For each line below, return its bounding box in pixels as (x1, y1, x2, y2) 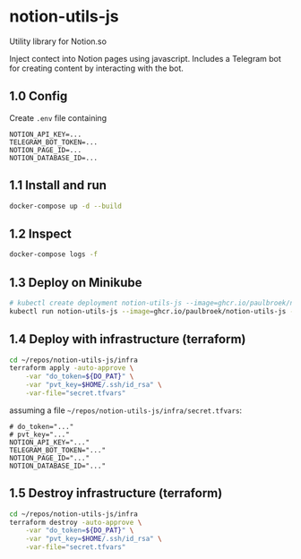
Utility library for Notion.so (9, 36, 107, 47)
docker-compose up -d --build (9, 202, 123, 211)
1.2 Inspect (9, 226, 72, 241)
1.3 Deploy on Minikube (9, 275, 142, 290)
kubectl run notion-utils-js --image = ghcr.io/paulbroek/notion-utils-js (9, 306, 287, 315)
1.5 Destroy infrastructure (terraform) (9, 486, 223, 501)
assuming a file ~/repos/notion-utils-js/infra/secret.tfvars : (9, 405, 243, 416)
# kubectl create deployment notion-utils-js (9, 298, 182, 307)
